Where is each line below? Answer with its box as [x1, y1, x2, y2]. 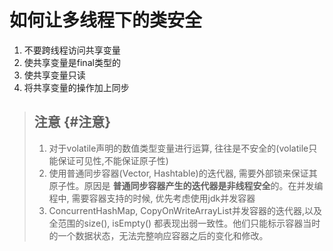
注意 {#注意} [33, 114, 112, 131]
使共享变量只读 [23, 69, 86, 81]
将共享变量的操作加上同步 [23, 81, 130, 93]
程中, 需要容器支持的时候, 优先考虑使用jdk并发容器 [48, 192, 256, 204]
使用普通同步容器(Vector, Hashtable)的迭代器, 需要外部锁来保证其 [48, 167, 318, 179]
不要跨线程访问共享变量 [23, 44, 121, 56]
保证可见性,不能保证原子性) [57, 154, 169, 166]
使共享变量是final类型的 [23, 56, 121, 68]
